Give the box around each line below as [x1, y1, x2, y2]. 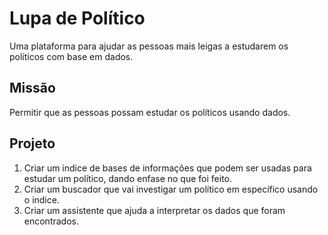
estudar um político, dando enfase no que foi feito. [23, 172, 233, 184]
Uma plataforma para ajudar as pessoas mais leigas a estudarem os [9, 40, 289, 52]
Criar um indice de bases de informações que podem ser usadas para [23, 162, 312, 174]
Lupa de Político [9, 7, 146, 30]
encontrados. [23, 215, 79, 227]
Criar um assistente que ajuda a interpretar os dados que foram [23, 204, 286, 216]
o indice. [23, 193, 60, 206]
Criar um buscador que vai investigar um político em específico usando [23, 183, 319, 195]
